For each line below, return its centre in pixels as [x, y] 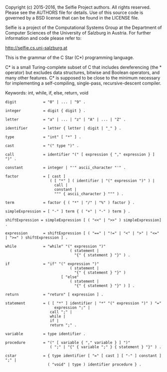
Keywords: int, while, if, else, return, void [47, 93]
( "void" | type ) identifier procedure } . [94, 364]
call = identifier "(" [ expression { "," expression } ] [80, 154]
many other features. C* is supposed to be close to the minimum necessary [83, 78]
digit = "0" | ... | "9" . [45, 102]
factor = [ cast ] [35, 176]
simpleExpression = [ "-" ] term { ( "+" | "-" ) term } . [68, 211]
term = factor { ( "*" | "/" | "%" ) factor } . [70, 202]
